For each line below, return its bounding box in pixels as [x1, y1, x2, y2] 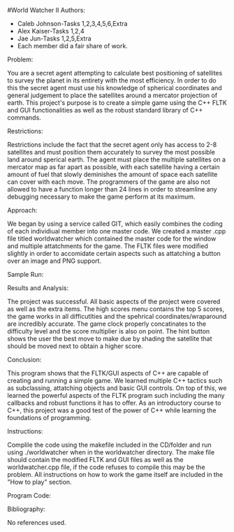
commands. [7, 113, 42, 122]
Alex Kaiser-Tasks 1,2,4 [17, 27, 85, 35]
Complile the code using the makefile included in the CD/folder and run [7, 440, 212, 449]
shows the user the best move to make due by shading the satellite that [7, 335, 212, 343]
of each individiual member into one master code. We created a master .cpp [7, 227, 226, 235]
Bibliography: [7, 505, 45, 513]
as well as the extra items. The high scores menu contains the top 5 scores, [7, 305, 225, 313]
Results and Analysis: [7, 284, 68, 292]
